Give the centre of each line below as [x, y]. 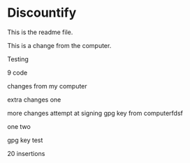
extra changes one [34, 100]
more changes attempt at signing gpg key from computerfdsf [95, 113]
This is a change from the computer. [59, 45]
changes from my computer [47, 86]
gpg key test [25, 140]
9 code [17, 72]
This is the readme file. [40, 32]
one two [19, 126]
